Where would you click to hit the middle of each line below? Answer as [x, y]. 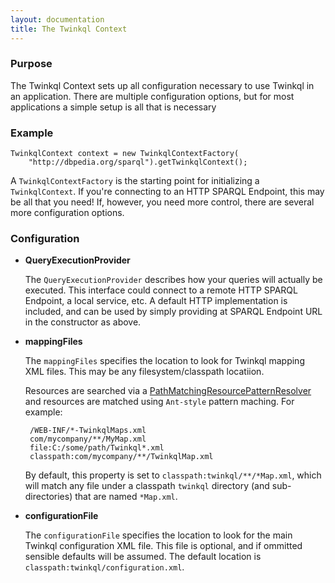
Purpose [31, 64]
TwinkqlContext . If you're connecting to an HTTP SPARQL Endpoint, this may [167, 192]
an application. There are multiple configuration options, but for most [152, 96]
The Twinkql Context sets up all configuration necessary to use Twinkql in [162, 85]
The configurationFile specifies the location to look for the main [158, 535]
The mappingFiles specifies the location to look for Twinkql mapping [164, 361]
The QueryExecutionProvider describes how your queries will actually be [173, 280]
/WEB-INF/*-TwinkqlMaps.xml [88, 431]
